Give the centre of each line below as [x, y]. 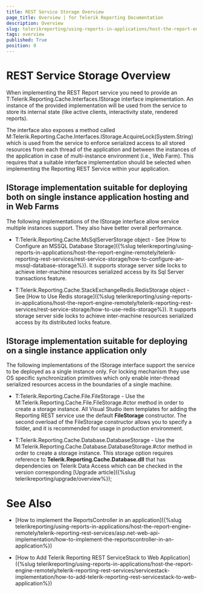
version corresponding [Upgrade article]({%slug [75, 472]
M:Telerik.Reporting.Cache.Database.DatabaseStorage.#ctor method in [104, 447]
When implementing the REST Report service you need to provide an [92, 92]
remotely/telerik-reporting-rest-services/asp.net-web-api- [88, 533]
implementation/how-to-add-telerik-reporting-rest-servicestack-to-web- [106, 577]
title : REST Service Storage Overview [55, 12]
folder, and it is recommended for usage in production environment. [99, 429]
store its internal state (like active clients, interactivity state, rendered [92, 112]
